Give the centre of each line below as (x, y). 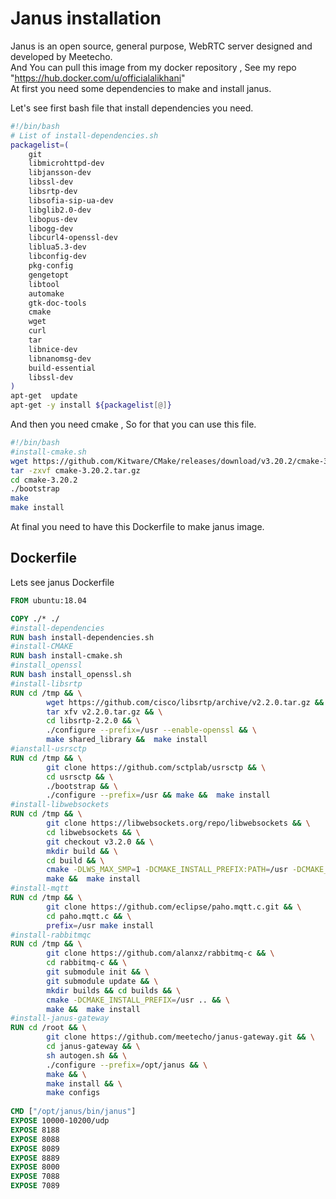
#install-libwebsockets (60, 805)
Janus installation (86, 18)
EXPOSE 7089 (35, 1186)
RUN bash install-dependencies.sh (82, 637)
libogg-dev (51, 228)
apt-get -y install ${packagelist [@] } (91, 405)
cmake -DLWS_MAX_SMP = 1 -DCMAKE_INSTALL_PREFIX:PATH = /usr (167, 870)
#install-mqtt (40, 888)
